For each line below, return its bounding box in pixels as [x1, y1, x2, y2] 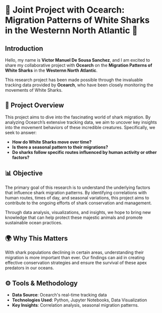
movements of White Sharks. [5, 87, 63, 93]
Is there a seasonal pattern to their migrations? [12, 144, 108, 150]
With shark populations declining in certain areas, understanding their [5, 249, 144, 255]
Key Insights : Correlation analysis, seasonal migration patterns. [12, 302, 139, 308]
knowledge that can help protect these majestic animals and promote [5, 214, 143, 220]
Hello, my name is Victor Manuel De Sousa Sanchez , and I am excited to [5, 57, 150, 63]
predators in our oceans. [5, 265, 54, 271]
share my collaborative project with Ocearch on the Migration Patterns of [5, 63, 152, 68]
